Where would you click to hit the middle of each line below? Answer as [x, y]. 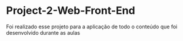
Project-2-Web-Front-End [71, 11]
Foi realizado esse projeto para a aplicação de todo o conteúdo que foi [92, 27]
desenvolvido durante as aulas [43, 32]
